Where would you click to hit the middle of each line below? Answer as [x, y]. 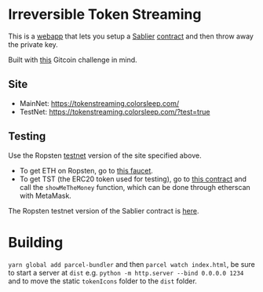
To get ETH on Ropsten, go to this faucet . [86, 170]
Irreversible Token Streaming [105, 15]
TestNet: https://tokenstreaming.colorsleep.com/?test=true [115, 111]
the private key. [33, 44]
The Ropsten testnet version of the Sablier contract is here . [104, 210]
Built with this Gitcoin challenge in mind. [73, 60]
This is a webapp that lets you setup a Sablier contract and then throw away [131, 36]
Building [36, 242]
